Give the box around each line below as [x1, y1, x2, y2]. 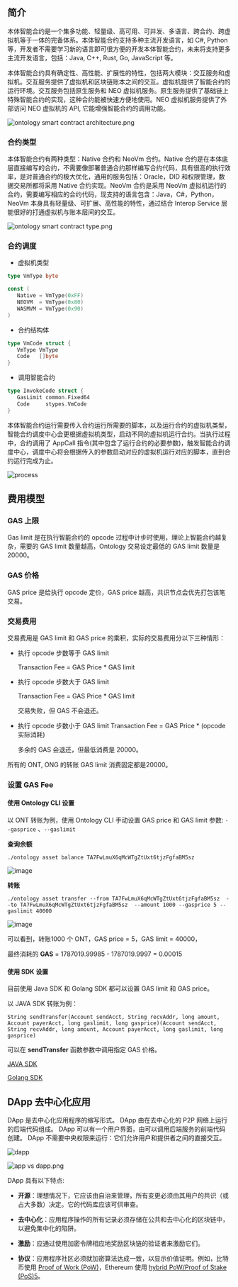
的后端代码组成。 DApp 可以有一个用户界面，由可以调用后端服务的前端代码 [7, 1125, 226, 1133]
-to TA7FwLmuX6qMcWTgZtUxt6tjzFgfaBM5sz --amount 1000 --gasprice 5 [7, 901, 217, 909]
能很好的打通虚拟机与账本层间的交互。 [7, 208, 119, 216]
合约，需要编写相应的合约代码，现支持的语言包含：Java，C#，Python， [7, 190, 218, 199]
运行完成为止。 [13, 456, 57, 464]
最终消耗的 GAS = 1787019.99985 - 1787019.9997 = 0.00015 [7, 949, 183, 959]
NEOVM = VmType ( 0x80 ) [16, 299, 84, 306]
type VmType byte [7, 272, 59, 280]
